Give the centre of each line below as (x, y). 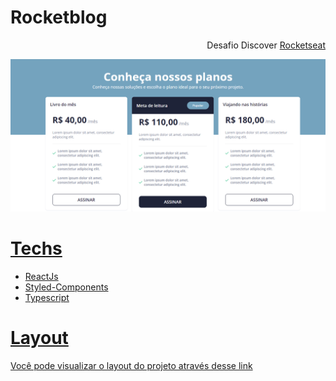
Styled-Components (66, 287)
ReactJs (41, 276)
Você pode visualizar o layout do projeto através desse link (131, 365)
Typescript (47, 297)
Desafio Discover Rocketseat (266, 45)
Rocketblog (59, 17)
